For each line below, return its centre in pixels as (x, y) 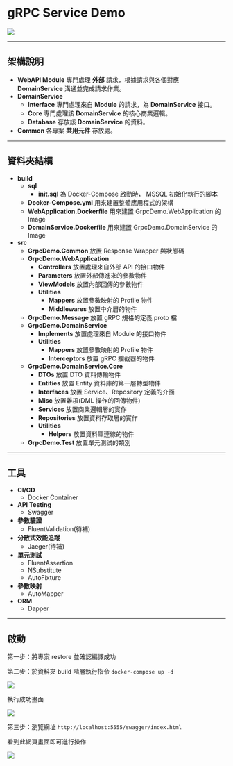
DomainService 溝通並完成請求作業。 (71, 88)
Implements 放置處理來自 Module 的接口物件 (102, 333)
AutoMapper (45, 594)
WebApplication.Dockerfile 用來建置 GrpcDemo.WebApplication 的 (124, 211)
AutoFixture (44, 578)
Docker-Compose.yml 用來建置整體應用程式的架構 (101, 202)
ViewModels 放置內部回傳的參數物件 (91, 284)
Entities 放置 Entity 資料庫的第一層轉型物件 (99, 383)
